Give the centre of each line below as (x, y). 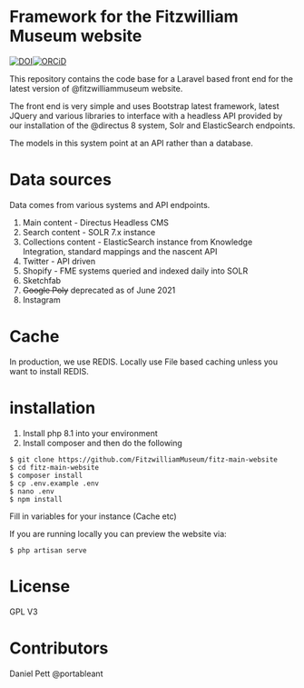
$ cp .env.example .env (54, 484)
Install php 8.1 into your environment (90, 433)
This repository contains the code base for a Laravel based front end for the (151, 78)
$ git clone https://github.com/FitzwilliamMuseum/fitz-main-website (144, 459)
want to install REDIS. (49, 371)
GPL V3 (24, 612)
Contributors (59, 648)
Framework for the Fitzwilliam (124, 17)
